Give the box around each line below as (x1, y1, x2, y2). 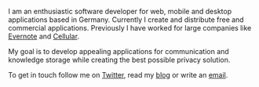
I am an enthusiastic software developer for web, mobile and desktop (8, 7, 232, 16)
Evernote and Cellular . (8, 31, 80, 41)
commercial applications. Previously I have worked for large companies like (8, 24, 252, 32)
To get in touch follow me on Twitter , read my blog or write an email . (8, 71, 228, 79)
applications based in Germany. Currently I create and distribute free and (8, 15, 245, 24)
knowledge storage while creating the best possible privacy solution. (8, 55, 231, 64)
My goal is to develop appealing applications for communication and (8, 47, 229, 56)
